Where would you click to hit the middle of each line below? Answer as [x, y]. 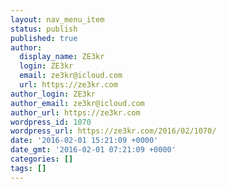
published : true [44, 38]
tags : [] [28, 168]
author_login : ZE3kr [53, 94]
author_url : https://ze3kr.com [75, 112]
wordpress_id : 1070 [51, 122]
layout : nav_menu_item [57, 19]
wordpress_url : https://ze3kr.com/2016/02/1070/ [113, 131]
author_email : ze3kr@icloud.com [77, 103]
